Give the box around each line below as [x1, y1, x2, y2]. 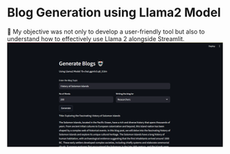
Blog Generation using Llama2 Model [7, 5, 221, 21]
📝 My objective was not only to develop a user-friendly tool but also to [7, 27, 205, 36]
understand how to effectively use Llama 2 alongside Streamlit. [7, 34, 185, 42]
